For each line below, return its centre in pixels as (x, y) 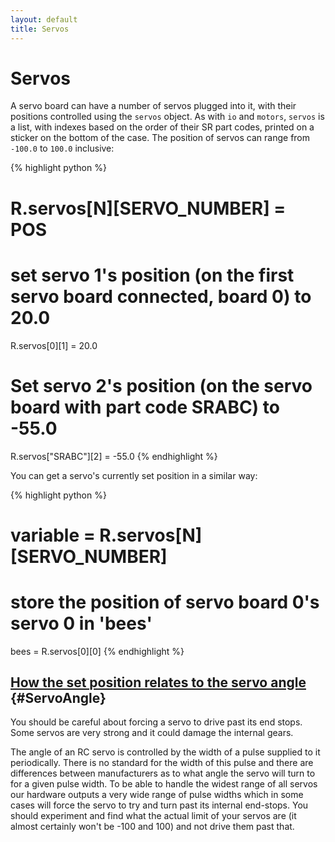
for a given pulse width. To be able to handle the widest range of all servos (164, 784)
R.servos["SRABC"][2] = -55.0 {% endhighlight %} (114, 456)
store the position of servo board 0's (165, 602)
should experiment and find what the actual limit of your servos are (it (153, 816)
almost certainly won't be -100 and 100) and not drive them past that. (152, 827)
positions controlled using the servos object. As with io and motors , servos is (167, 117)
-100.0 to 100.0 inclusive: (62, 148)
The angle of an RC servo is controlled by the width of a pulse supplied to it (165, 752)
